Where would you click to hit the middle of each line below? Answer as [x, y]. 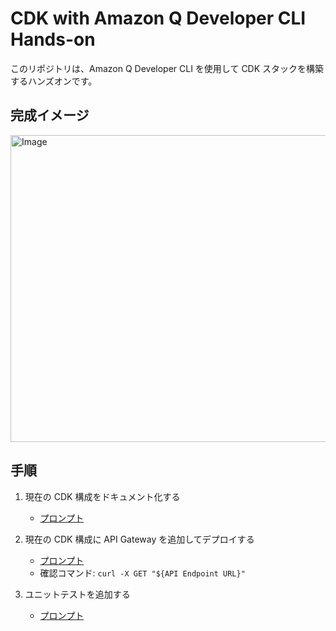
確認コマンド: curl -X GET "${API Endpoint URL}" [142, 573]
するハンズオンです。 [54, 81]
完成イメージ [50, 115]
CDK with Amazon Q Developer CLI [158, 18]
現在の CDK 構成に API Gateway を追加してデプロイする [139, 539]
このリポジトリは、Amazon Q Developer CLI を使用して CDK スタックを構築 [167, 68]
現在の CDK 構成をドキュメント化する [102, 496]
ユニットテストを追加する [77, 594]
